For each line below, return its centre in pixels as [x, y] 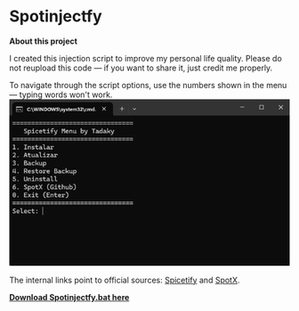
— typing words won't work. [61, 94]
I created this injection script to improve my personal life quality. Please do [145, 58]
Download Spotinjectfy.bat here [69, 297]
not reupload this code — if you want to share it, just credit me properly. [141, 68]
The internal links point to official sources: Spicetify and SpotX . [125, 280]
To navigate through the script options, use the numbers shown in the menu [148, 85]
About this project [44, 41]
